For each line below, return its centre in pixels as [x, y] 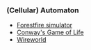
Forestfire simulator [44, 25]
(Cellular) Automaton [43, 10]
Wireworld [31, 40]
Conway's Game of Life [50, 32]
